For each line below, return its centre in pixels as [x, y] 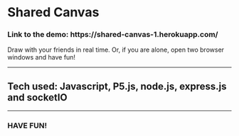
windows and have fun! [42, 57]
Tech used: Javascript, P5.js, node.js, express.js [117, 86]
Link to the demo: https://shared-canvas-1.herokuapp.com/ [113, 35]
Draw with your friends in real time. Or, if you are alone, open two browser [116, 50]
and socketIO [37, 97]
